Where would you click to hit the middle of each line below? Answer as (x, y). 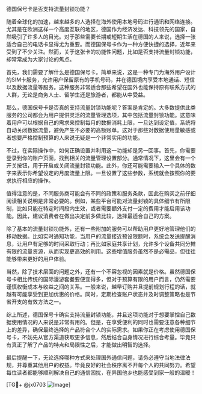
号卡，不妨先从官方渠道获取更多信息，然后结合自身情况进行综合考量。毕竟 (98, 337)
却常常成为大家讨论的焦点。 (41, 59)
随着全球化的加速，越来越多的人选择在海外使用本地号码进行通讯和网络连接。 (101, 22)
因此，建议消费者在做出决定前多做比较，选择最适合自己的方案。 (96, 216)
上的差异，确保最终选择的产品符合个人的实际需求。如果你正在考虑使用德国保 (101, 330)
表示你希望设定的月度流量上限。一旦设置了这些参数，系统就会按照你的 (103, 173)
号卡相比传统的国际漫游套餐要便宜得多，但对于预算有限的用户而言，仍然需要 (101, 279)
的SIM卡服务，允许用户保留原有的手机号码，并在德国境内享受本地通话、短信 (101, 80)
